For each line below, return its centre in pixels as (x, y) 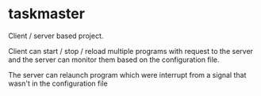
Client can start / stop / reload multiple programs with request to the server (131, 51)
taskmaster (47, 14)
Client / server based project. (56, 36)
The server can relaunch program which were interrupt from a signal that (127, 75)
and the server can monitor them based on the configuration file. (114, 60)
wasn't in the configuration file (58, 83)
